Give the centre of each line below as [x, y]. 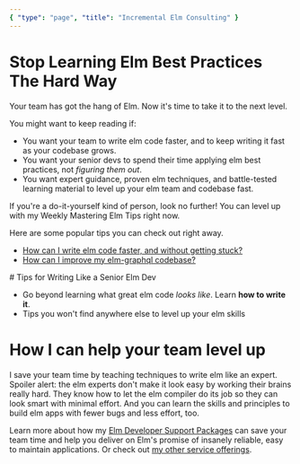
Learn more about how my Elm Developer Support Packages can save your [148, 430]
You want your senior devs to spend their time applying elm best [141, 160]
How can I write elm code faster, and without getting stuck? [132, 250]
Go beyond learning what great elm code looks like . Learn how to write [154, 294]
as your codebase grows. [69, 150]
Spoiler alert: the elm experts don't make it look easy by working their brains [150, 384]
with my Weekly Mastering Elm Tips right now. [95, 215]
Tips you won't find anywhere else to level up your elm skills [133, 313]
